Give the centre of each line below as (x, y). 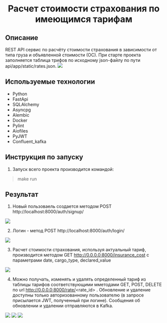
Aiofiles (20, 131)
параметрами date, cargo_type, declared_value (62, 260)
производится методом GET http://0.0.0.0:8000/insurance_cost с (81, 255)
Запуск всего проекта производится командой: (63, 169)
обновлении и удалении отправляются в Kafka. (63, 306)
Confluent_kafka (29, 141)
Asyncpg (22, 110)
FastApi (20, 99)
